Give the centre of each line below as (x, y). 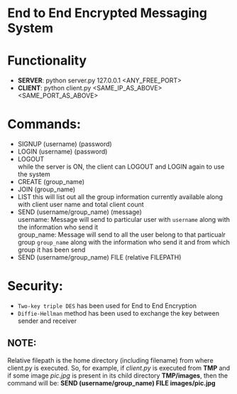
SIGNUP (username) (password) (65, 144)
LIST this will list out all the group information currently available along (120, 197)
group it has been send (51, 250)
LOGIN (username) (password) (62, 151)
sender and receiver (47, 321)
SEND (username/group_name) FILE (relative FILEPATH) (99, 257)
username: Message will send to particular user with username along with (124, 220)
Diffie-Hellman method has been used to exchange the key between (118, 313)
